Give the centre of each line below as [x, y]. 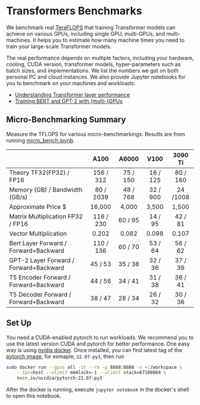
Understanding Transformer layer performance [72, 95]
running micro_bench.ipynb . [40, 140]
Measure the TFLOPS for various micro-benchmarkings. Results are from [96, 134]
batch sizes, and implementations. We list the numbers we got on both [92, 70]
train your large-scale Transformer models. [59, 46]
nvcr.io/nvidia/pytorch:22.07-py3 [60, 378]
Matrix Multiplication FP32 [46, 216]
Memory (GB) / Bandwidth [46, 190]
